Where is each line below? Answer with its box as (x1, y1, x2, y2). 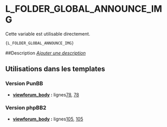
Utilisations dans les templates (5, 65, 106, 73)
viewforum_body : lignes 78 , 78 (12, 91, 79, 97)
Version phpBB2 (5, 104, 47, 111)
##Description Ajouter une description (5, 49, 86, 56)
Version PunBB (5, 80, 43, 87)
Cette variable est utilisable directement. (5, 31, 90, 37)
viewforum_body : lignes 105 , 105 (12, 116, 83, 122)
